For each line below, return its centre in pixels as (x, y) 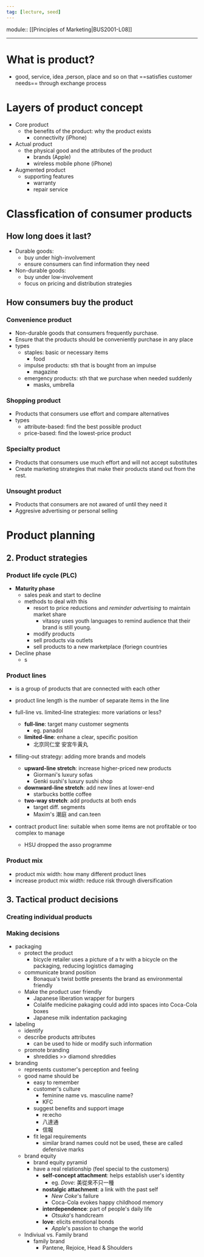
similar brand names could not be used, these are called (113, 1143)
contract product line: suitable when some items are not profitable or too (106, 827)
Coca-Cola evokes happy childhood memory (107, 1202)
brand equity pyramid (60, 1163)
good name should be (51, 1076)
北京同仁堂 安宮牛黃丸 (61, 745)
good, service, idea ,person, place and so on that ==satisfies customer (104, 76)
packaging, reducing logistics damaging (83, 966)
